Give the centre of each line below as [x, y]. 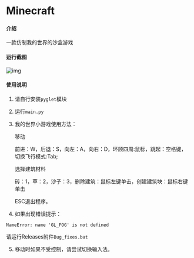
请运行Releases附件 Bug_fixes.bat [47, 236]
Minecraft [30, 11]
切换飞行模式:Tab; [36, 156]
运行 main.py [29, 111]
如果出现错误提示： [38, 214]
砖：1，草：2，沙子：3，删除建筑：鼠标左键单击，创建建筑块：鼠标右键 [101, 181]
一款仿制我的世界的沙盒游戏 [40, 42]
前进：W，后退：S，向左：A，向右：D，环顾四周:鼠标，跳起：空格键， [101, 149]
